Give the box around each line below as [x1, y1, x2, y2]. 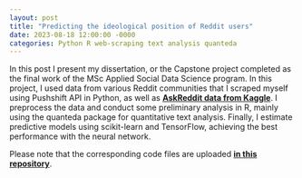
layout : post [9, 13, 59, 23]
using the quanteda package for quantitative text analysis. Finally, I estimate [9, 112, 293, 123]
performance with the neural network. [9, 131, 151, 142]
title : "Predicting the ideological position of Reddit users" [9, 22, 254, 31]
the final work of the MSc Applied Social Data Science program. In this [9, 74, 272, 84]
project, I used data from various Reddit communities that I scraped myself [9, 83, 288, 94]
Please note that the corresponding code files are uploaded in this [9, 149, 258, 160]
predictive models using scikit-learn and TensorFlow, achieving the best [9, 122, 278, 133]
